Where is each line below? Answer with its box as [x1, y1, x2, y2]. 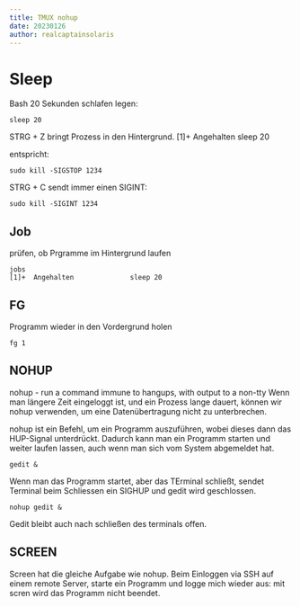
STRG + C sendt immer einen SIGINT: [9, 182, 148, 193]
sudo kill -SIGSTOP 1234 [9, 166, 102, 175]
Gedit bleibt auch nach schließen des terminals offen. [9, 518, 207, 529]
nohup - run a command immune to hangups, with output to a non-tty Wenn [9, 387, 290, 397]
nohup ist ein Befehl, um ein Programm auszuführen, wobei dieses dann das [9, 424, 292, 434]
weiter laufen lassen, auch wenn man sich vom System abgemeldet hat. [9, 442, 275, 453]
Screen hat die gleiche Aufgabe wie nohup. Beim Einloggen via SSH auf [9, 568, 274, 579]
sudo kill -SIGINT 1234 [9, 200, 99, 209]
